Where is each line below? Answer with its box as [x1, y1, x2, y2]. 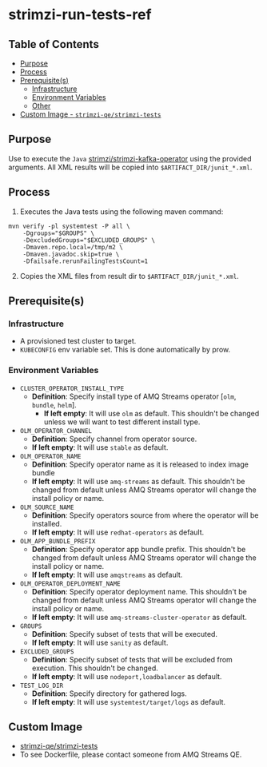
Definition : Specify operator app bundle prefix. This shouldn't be [31, 544, 246, 554]
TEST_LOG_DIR [19, 682, 64, 690]
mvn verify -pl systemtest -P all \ [8, 222, 130, 230]
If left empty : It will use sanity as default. [31, 638, 169, 647]
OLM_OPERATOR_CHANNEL [19, 427, 92, 435]
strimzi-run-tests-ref [8, 6, 152, 24]
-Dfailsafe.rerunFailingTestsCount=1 [22, 257, 149, 265]
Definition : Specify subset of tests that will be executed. [31, 629, 218, 638]
